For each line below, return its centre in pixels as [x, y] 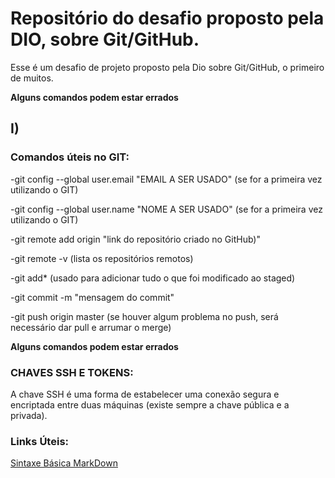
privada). [29, 415]
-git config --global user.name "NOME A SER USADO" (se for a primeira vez [166, 209]
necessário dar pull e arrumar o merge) [91, 327]
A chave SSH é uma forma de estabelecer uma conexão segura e [145, 394]
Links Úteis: [40, 441]
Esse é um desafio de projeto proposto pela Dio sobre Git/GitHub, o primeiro [167, 67]
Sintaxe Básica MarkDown [64, 463]
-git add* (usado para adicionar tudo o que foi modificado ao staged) [153, 278]
